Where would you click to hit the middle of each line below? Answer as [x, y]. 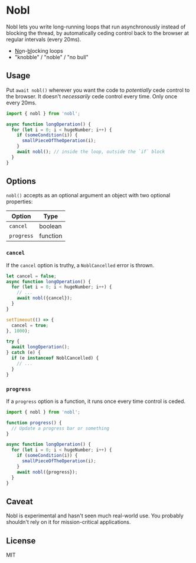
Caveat [20, 501]
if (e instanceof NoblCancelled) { [55, 358]
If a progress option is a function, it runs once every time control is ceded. [96, 401]
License [21, 541]
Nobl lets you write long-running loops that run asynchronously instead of [96, 27]
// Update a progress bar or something [61, 428]
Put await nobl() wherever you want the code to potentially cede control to [98, 90]
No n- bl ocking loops [39, 50]
